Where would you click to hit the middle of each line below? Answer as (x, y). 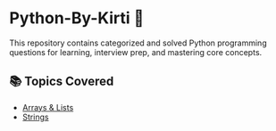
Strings (35, 117)
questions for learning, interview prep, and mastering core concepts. (136, 52)
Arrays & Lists (48, 107)
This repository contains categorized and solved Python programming (138, 43)
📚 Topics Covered (62, 82)
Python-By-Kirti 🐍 (77, 18)
